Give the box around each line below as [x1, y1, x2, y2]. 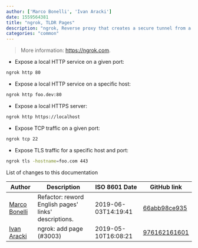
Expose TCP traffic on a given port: [14, 125, 100, 132]
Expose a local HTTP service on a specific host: [14, 80, 131, 87]
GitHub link [150, 182, 182, 191]
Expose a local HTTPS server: [14, 102, 87, 109]
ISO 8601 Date [95, 182, 137, 191]
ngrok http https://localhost [6, 113, 81, 120]
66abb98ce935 [143, 204, 187, 212]
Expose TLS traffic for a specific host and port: [14, 146, 128, 154]
